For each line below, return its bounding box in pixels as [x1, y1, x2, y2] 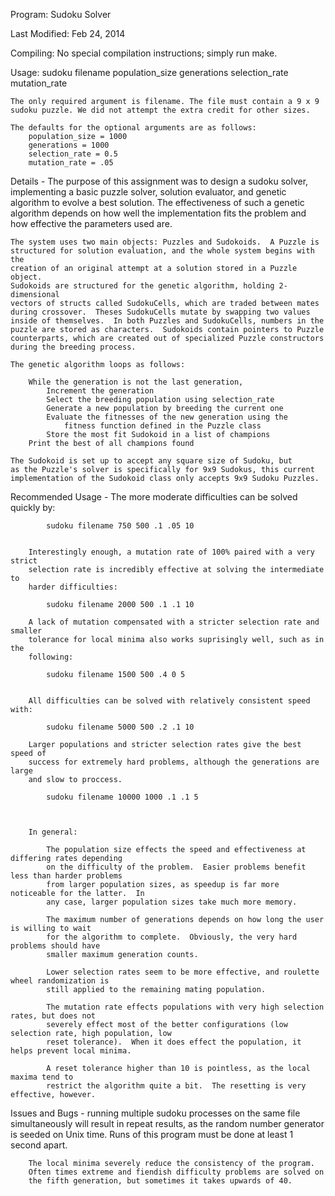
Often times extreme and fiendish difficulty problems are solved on [28, 1167, 325, 1177]
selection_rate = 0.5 [28, 149, 118, 159]
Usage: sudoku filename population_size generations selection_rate [10, 67, 289, 78]
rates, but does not [10, 1011, 97, 1021]
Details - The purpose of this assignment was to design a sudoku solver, [10, 175, 309, 187]
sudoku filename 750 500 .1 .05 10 [46, 521, 195, 531]
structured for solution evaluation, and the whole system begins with [10, 246, 315, 256]
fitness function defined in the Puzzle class [63, 421, 262, 431]
